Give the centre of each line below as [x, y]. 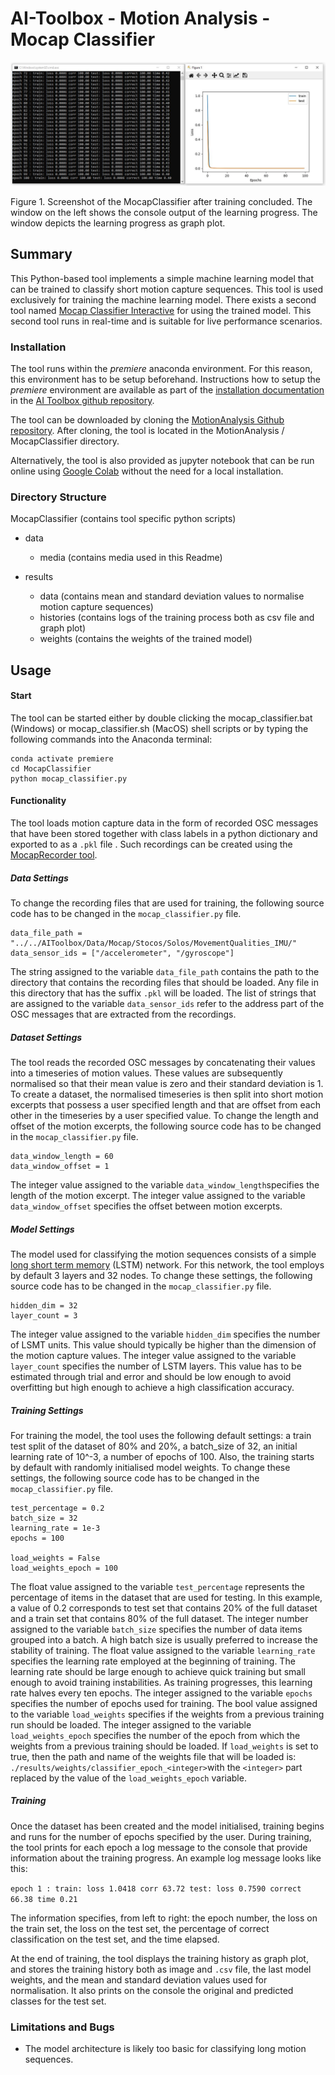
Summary [41, 254]
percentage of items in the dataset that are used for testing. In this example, [166, 1597]
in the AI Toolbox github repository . [82, 400]
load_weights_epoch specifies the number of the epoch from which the [155, 1735]
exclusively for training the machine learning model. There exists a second [163, 299]
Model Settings [42, 1229]
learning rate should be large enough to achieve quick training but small [158, 1671]
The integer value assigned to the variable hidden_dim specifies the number [165, 1334]
